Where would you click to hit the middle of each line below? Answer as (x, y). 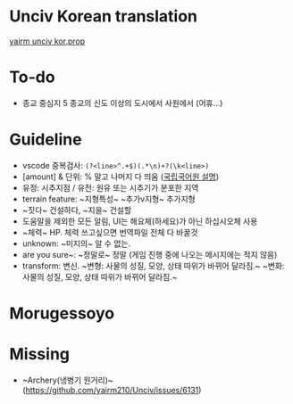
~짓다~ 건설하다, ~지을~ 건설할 (77, 210)
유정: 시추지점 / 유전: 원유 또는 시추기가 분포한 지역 (110, 187)
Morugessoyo (62, 313)
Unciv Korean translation (104, 16)
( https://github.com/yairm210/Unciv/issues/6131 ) (112, 390)
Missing (39, 355)
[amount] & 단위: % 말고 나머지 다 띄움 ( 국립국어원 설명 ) (121, 177)
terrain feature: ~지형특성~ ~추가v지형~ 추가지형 (109, 199)
